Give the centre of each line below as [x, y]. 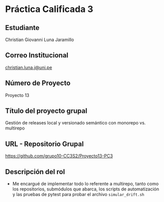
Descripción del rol [35, 172]
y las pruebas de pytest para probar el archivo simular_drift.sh [78, 194]
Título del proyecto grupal [46, 111]
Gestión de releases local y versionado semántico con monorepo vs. [76, 123]
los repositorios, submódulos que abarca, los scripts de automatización [86, 189]
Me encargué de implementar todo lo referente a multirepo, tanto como [85, 184]
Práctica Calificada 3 [49, 9]
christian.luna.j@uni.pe [29, 67]
